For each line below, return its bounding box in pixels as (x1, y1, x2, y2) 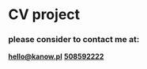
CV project (8, 6, 81, 24)
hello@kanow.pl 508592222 (8, 52, 104, 61)
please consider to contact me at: (8, 34, 140, 45)
